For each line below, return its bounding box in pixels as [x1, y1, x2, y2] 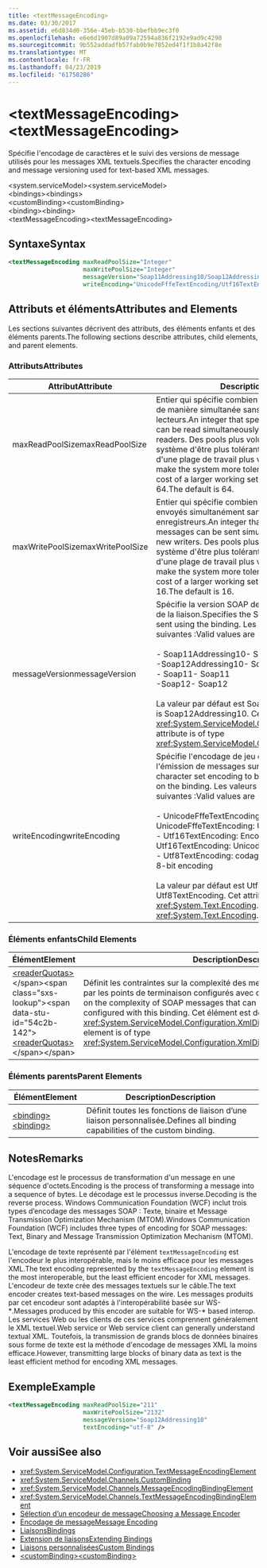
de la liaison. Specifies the [156, 609, 252, 620]
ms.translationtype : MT [8, 48, 87, 56]
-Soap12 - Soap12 [156, 678, 228, 689]
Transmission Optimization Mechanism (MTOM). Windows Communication [8, 1215, 250, 1225]
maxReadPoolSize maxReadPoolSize [12, 439, 147, 450]
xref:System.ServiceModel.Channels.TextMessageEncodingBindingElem [19, 1492, 257, 1501]
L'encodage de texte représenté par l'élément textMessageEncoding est [8, 1247, 239, 1256]
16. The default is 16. [156, 586, 234, 597]
